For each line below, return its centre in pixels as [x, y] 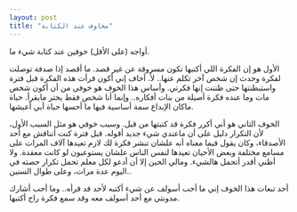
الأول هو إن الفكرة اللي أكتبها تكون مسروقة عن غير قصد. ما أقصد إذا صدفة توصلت [144, 69]
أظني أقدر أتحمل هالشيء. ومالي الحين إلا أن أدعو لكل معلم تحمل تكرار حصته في [142, 161]
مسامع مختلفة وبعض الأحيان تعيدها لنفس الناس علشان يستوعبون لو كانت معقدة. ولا [147, 151]
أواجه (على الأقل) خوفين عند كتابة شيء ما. [80, 51]
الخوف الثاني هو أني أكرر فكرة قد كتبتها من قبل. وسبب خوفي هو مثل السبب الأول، [144, 123]
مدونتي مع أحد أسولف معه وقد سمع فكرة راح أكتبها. [95, 198]
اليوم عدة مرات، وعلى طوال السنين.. [70, 171]
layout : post [33, 17]
